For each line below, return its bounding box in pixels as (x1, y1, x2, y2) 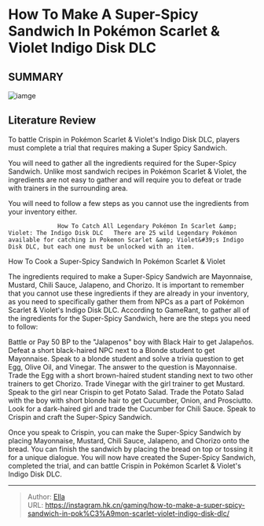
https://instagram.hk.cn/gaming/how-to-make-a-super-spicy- (45, 500, 245, 509)
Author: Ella (27, 491, 65, 501)
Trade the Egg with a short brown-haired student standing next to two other (8, 370, 254, 380)
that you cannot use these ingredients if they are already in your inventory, (8, 289, 249, 298)
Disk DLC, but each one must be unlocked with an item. (8, 242, 195, 251)
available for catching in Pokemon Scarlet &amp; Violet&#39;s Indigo (8, 236, 244, 244)
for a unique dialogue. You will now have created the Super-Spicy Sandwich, (8, 452, 256, 462)
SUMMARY (8, 70, 64, 83)
